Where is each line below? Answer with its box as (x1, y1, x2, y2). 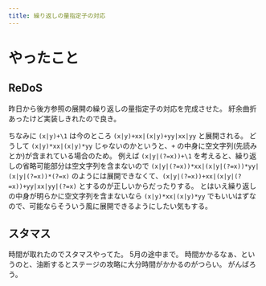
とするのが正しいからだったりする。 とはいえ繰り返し (78, 181, 257, 190)
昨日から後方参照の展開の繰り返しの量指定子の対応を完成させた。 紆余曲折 (8, 104, 257, 113)
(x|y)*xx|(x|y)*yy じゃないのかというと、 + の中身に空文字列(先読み (31, 141, 257, 150)
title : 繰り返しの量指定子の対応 (8, 11, 106, 20)
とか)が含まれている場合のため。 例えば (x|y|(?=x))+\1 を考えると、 (8, 150, 235, 161)
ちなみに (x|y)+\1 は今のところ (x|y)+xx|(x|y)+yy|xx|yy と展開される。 (8, 130, 248, 141)
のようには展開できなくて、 (71, 170, 163, 181)
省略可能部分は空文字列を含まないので (22, 161, 149, 170)
